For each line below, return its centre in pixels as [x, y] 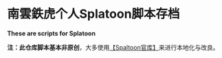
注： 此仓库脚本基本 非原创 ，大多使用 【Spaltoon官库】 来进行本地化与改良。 [113, 47]
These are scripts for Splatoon [52, 33]
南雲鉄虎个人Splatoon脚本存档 [93, 14]
